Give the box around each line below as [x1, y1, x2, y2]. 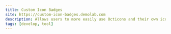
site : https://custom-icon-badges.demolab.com [5, 12, 106, 17]
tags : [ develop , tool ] [5, 21, 53, 26]
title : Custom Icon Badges [5, 7, 63, 12]
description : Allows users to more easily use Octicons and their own [5, 16, 158, 21]
